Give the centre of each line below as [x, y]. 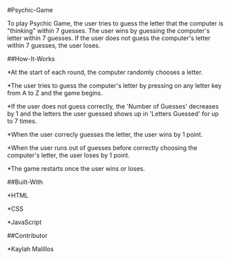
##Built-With [25, 182]
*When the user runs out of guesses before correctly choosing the [103, 148]
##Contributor [27, 235]
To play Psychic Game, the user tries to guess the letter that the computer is [115, 23]
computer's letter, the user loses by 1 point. [68, 155]
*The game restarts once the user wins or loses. [76, 168]
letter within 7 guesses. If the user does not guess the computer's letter [109, 38]
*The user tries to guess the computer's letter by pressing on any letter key [115, 85]
